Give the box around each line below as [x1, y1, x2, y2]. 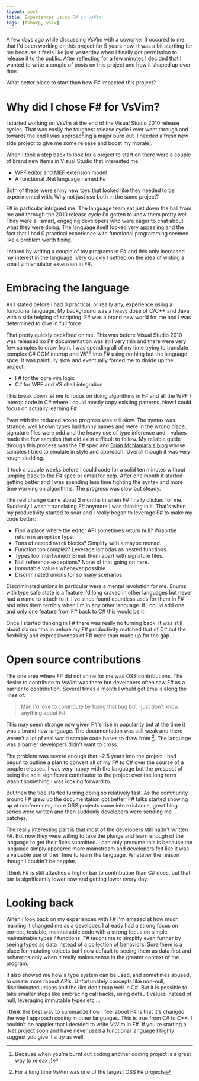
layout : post [6, 8, 38, 15]
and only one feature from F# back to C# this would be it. [6, 608, 146, 615]
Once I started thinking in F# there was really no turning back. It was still [6, 619, 182, 626]
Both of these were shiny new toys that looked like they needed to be [6, 187, 175, 194]
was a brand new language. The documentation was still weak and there [6, 727, 183, 734]
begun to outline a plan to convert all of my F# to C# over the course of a [6, 759, 184, 766]
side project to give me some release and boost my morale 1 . [6, 139, 153, 146]
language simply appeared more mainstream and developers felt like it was [6, 845, 190, 852]
